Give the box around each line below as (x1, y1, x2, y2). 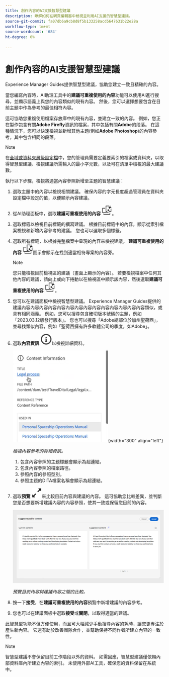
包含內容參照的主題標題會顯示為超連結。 (20, 458, 104, 464)
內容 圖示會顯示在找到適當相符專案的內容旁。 (12, 249, 117, 255)
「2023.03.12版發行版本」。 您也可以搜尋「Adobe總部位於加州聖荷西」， (12, 317, 161, 323)
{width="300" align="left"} (108, 437, 163, 443)
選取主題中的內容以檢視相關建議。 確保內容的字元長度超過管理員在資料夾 (12, 188, 164, 195)
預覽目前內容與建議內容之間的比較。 (12, 589, 88, 595)
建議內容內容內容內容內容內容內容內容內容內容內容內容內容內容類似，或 (12, 304, 162, 310)
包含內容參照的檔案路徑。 (20, 465, 73, 471)
